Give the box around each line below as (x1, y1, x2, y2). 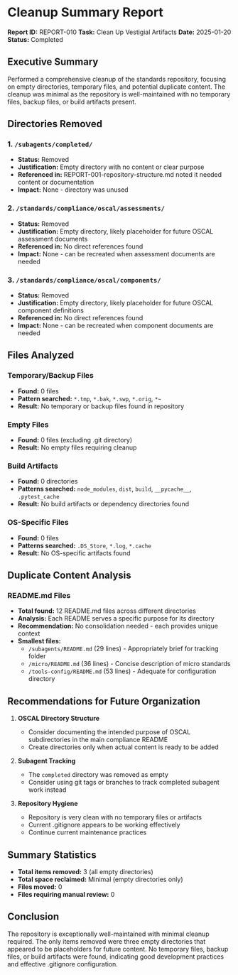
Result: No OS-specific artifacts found (17, 548, 131, 557)
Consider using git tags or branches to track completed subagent (28, 778, 220, 787)
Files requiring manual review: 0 (17, 890, 115, 898)
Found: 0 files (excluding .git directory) (17, 436, 133, 445)
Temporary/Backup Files (7, 371, 94, 381)
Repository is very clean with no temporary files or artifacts (28, 813, 202, 822)
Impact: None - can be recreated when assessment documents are (17, 249, 215, 258)
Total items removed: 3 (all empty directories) (17, 867, 154, 876)
